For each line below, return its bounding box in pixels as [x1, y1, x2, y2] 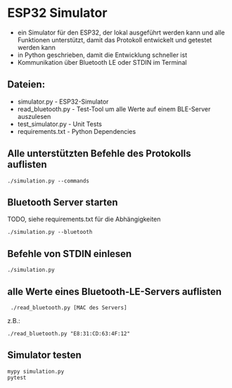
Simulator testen [7, 349, 82, 361]
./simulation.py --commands [7, 177, 90, 184]
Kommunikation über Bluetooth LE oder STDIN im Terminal [17, 58, 188, 66]
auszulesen [17, 112, 51, 120]
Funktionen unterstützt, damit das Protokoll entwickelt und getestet [17, 35, 212, 44]
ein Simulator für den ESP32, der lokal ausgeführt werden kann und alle [17, 28, 225, 37]
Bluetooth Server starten [7, 196, 118, 208]
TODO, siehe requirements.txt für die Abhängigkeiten [7, 215, 161, 223]
